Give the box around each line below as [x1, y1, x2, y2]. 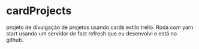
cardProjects [6, 4, 72, 18]
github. [6, 36, 24, 43]
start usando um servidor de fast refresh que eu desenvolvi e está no [6, 30, 177, 37]
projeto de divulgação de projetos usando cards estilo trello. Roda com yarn [6, 24, 194, 31]
